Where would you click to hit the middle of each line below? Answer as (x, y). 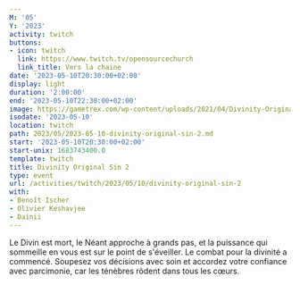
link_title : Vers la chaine (70, 68)
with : (19, 192)
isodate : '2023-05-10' (51, 117)
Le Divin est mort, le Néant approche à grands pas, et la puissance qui (138, 242)
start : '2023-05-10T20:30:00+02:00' (77, 142)
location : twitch (42, 126)
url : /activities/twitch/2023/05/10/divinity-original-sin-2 (125, 184)
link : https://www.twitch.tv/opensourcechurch (105, 59)
